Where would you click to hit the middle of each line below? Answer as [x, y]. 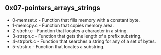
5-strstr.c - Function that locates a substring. [58, 46]
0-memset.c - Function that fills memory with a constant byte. [76, 20]
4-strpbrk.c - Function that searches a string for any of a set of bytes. [84, 41]
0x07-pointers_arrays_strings [53, 8]
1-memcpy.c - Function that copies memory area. [63, 25]
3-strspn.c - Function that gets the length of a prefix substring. [77, 36]
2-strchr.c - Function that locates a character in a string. [70, 31]
